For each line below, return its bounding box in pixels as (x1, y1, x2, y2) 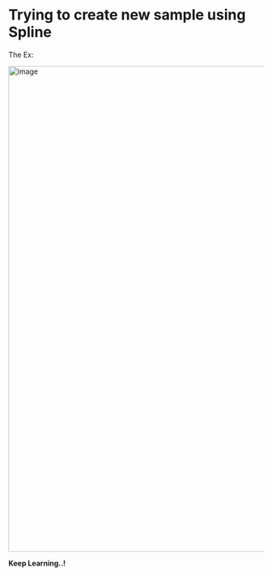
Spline (8, 23, 53, 41)
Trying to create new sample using (8, 6, 246, 24)
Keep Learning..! (8, 558, 66, 568)
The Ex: (8, 49, 34, 59)
